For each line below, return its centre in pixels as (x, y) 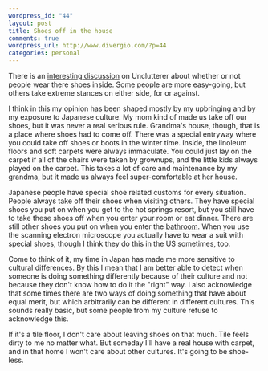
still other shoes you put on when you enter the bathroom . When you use (129, 226)
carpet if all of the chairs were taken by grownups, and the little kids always (133, 160)
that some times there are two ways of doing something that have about (127, 293)
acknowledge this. (39, 319)
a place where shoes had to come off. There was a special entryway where (132, 134)
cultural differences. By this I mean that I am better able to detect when (126, 267)
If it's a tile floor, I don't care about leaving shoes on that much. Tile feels (129, 334)
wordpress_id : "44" (41, 16)
